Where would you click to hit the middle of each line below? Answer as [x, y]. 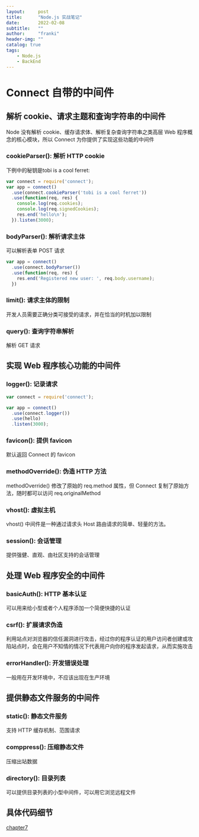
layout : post [28, 12]
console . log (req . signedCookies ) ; [58, 209]
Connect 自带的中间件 [60, 92]
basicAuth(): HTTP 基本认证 [46, 594]
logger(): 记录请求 [32, 384]
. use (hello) [26, 419]
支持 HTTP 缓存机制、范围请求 [43, 730]
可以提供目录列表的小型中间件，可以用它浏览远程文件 [71, 792]
